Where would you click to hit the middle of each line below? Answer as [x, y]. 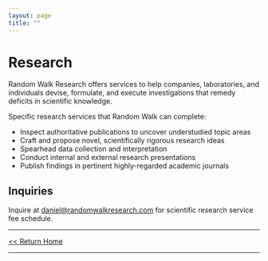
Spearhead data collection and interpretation [93, 149]
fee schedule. [31, 219]
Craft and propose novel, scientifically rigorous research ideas [122, 141]
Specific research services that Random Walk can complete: [107, 117]
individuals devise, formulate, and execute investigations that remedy [122, 93]
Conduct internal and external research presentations [108, 158]
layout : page [30, 16]
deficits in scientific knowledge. [61, 101]
